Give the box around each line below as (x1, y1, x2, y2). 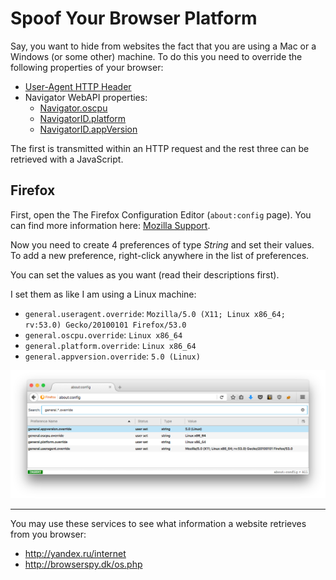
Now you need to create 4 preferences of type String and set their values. (10, 238, 315, 251)
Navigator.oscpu (39, 102, 108, 114)
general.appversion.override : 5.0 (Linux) (24, 350, 201, 362)
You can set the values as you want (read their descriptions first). (10, 268, 280, 281)
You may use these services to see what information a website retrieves (10, 517, 307, 529)
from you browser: (10, 528, 87, 540)
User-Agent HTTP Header (24, 80, 132, 92)
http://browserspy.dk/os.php (24, 558, 143, 570)
